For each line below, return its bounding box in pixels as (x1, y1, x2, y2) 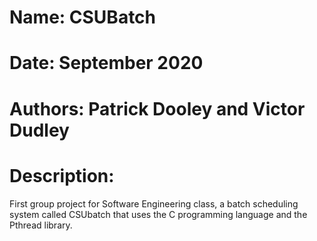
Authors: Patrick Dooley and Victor (9, 97, 306, 120)
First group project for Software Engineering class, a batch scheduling (9, 197, 299, 210)
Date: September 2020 (9, 52, 204, 75)
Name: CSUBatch (9, 6, 157, 29)
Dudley (9, 119, 70, 141)
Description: (9, 164, 115, 187)
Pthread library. (9, 219, 73, 231)
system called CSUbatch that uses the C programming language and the (9, 208, 308, 220)
